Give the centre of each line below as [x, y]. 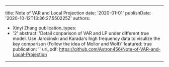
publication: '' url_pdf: [35, 49]
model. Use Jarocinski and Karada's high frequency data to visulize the [86, 38]
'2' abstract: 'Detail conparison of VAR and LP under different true [81, 33]
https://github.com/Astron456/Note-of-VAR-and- [110, 49]
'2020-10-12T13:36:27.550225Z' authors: [48, 18]
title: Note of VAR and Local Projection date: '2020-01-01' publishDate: [78, 13]
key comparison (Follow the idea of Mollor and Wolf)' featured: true [82, 44]
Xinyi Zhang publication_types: [44, 28]
